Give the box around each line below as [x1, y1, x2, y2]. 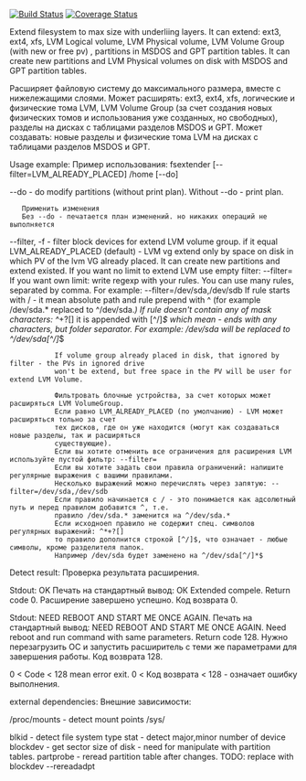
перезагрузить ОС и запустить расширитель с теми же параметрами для [9, 641, 298, 652]
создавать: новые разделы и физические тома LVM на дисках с [9, 132, 259, 142]
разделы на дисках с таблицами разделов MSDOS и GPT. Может [9, 122, 263, 133]
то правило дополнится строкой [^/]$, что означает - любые [54, 535, 288, 544]
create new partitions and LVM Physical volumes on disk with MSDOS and [9, 56, 288, 66]
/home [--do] [129, 169, 179, 179]
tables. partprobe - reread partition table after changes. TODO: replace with [9, 751, 294, 762]
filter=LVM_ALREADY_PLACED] [9, 169, 128, 179]
